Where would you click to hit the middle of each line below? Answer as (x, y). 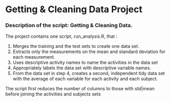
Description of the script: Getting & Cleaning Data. (69, 25)
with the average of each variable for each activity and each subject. (85, 79)
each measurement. (34, 57)
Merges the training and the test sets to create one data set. (76, 46)
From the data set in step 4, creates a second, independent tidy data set (89, 73)
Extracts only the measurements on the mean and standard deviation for (89, 52)
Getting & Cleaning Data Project (74, 9)
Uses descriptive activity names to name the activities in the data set (85, 63)
